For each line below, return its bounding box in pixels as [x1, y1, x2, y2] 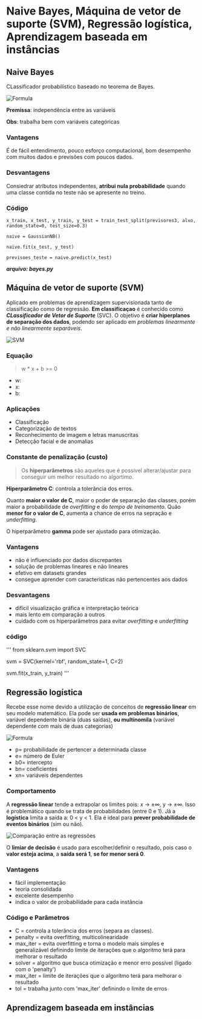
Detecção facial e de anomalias [15, 437, 94, 445]
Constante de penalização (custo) [6, 453, 108, 461]
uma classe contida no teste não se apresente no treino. [6, 189, 146, 196]
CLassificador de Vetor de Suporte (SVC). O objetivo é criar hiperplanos [6, 312, 191, 319]
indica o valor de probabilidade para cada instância [15, 898, 143, 905]
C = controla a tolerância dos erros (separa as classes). [15, 927, 154, 934]
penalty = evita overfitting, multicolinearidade [15, 934, 129, 941]
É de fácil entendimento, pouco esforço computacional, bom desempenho [6, 147, 191, 154]
